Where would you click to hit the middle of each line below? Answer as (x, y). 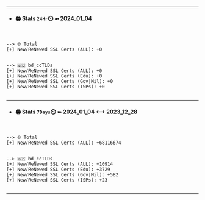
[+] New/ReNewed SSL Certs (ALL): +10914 (60, 164)
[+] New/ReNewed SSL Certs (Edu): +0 (54, 76)
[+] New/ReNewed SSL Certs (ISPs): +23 (57, 180)
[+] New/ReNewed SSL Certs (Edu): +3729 (59, 170)
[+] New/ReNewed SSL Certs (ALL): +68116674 (64, 143)
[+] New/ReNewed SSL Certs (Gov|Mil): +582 (63, 175)
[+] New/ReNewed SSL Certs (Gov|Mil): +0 (60, 82)
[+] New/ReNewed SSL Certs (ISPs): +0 (56, 87)
